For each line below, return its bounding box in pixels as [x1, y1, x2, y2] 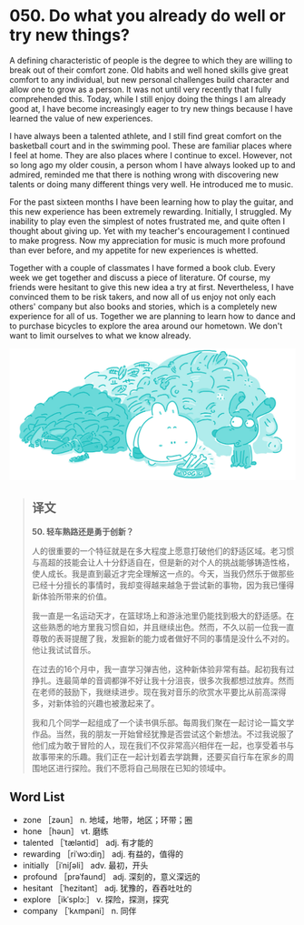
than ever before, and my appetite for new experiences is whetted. [9, 245, 259, 256]
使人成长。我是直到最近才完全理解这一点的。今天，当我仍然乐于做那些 [31, 568, 295, 578]
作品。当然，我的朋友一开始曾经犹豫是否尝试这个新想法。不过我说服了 [31, 729, 295, 739]
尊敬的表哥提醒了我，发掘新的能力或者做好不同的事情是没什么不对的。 [31, 633, 295, 644]
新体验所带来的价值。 [31, 590, 112, 601]
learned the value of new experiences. [9, 113, 153, 124]
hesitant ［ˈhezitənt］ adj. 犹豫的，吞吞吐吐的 [22, 883, 192, 894]
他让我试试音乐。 [31, 644, 96, 655]
